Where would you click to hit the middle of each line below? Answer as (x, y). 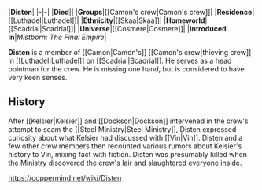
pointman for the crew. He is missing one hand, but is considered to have (127, 69)
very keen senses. (38, 77)
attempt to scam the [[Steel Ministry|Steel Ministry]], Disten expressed (122, 129)
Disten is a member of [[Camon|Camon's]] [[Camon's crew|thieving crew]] (130, 52)
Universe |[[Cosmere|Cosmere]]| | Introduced (153, 29)
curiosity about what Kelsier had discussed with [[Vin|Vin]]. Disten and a (125, 137)
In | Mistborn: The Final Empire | (57, 37)
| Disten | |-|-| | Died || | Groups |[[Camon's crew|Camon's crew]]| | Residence (130, 12)
